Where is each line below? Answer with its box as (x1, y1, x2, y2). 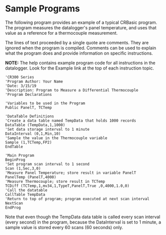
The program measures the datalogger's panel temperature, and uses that (5, 24, 157, 30)
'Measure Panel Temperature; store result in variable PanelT (5, 170, 136, 175)
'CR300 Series (5, 75, 35, 79)
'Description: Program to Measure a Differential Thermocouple (5, 87, 139, 92)
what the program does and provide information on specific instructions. (5, 50, 153, 56)
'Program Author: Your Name (5, 79, 63, 84)
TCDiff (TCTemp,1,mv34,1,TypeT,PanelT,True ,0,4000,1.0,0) (5, 183, 130, 188)
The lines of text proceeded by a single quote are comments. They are (5, 39, 149, 45)
